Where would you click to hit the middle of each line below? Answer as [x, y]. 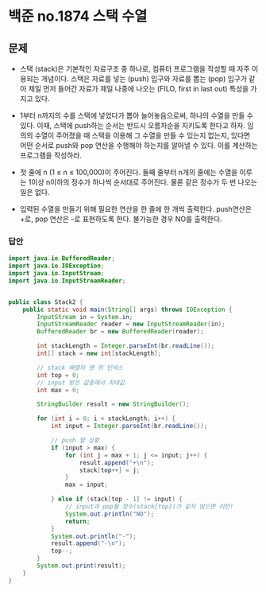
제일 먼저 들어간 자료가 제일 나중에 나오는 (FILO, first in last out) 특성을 [139, 89]
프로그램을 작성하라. [50, 155]
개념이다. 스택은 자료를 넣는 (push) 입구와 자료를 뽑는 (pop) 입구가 [144, 79]
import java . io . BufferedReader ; [62, 259]
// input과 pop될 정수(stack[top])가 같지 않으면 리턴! [149, 507]
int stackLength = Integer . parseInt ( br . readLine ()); [126, 346]
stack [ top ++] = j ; [110, 470]
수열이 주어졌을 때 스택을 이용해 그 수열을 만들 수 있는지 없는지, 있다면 [143, 135]
